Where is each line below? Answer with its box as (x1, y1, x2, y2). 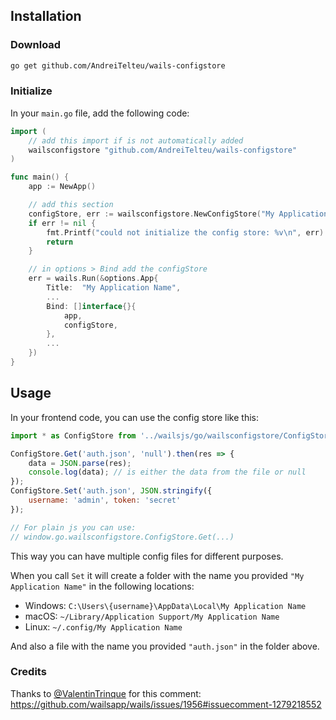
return (46, 237, 74, 247)
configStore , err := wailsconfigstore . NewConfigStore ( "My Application (28, 209, 329, 219)
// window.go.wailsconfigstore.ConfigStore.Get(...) (10, 532, 235, 542)
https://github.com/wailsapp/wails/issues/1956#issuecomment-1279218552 (10, 698, 322, 710)
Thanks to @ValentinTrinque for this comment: (10, 687, 202, 699)
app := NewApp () (28, 182, 97, 192)
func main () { (10, 172, 70, 183)
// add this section (28, 200, 114, 210)
